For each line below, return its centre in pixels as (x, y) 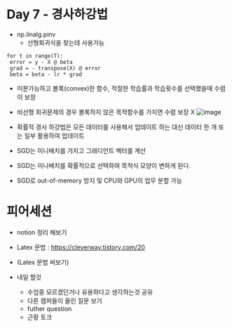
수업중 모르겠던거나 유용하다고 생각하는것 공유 (90, 291)
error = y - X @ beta (41, 62)
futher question (49, 308)
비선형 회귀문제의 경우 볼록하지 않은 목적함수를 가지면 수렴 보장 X (106, 112)
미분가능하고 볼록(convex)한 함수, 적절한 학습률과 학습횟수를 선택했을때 (115, 88)
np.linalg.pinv (36, 34)
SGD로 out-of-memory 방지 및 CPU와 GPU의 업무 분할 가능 (100, 181)
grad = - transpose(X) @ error (55, 68)
